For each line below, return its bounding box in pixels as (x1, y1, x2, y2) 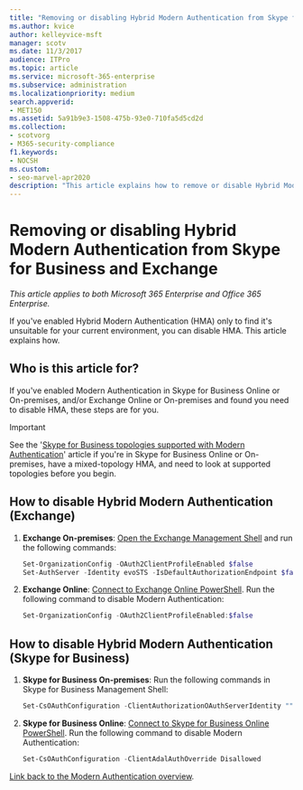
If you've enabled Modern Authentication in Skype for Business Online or (9, 385, 280, 396)
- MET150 (9, 106, 42, 115)
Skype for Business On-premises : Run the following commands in (22, 674, 271, 685)
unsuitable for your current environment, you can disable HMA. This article (9, 325, 287, 336)
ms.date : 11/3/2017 (9, 47, 83, 56)
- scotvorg (9, 131, 50, 140)
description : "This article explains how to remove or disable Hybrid (9, 182, 280, 191)
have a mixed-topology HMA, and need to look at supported (48, 458, 271, 469)
